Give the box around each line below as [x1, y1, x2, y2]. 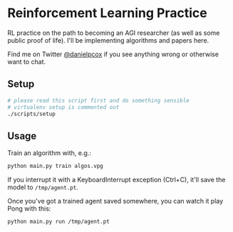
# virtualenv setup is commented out [7, 103, 120, 111]
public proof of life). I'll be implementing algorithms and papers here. [7, 36, 209, 44]
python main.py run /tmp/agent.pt [7, 218, 110, 226]
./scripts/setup [7, 110, 56, 117]
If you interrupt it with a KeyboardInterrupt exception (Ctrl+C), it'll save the [7, 176, 226, 184]
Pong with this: [7, 204, 51, 213]
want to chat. [7, 57, 46, 65]
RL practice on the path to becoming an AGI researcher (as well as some [7, 28, 220, 37]
